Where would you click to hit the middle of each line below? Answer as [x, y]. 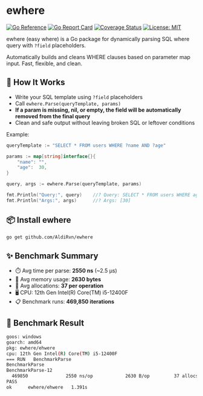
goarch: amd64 [24, 342]
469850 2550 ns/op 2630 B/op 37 [96, 376]
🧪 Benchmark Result [45, 323]
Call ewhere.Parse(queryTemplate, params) [68, 103]
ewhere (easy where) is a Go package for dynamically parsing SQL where [98, 39]
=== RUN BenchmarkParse [39, 359]
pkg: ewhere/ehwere [31, 348]
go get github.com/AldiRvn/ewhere [50, 237]
